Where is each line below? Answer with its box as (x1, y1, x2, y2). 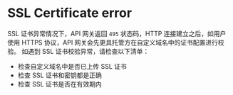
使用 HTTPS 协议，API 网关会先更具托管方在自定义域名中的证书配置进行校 (7, 38, 224, 47)
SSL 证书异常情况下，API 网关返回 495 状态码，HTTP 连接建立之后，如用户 (7, 29, 227, 38)
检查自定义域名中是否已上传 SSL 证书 (17, 62, 127, 70)
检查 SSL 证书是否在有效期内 (17, 79, 102, 88)
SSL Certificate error (7, 5, 133, 21)
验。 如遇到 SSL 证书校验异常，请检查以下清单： (7, 47, 150, 55)
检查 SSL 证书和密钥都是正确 (17, 71, 102, 79)
